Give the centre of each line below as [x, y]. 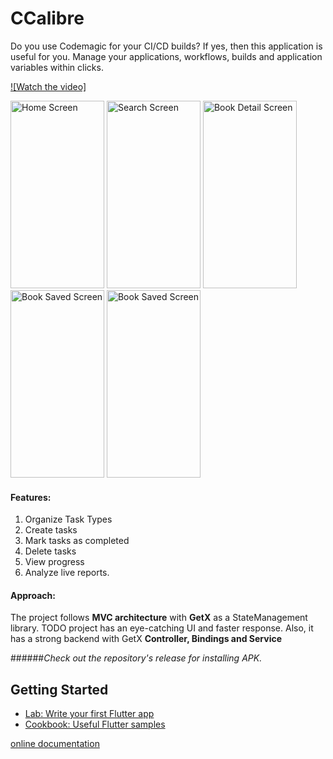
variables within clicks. [57, 67]
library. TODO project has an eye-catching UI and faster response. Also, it [162, 628]
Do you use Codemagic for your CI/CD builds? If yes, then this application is [166, 46]
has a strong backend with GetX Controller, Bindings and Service [146, 639]
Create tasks [51, 530]
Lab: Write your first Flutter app [89, 714]
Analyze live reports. [67, 573]
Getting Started [59, 689]
